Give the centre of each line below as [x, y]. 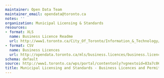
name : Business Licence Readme [41, 37]
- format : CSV [20, 46]
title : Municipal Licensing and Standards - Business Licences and [75, 68]
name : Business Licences [35, 50]
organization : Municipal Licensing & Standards [54, 23]
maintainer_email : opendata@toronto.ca [46, 14]
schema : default [21, 59]
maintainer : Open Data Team [34, 9]
